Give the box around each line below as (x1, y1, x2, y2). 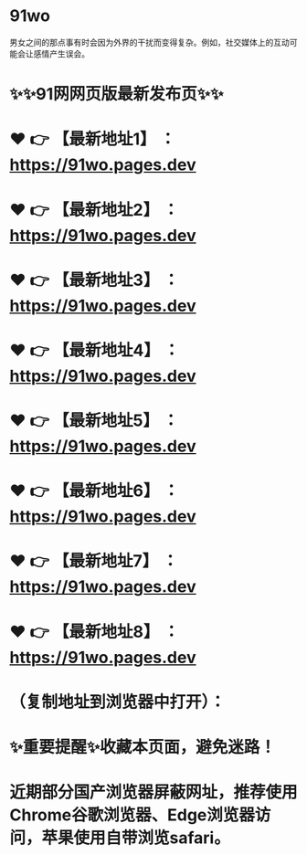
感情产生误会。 (33, 47, 90, 59)
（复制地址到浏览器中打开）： (9, 691, 227, 712)
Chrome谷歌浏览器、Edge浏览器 (9, 805, 256, 826)
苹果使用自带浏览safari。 (41, 828, 230, 849)
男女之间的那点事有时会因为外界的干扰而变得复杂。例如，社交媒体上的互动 (9, 37, 290, 47)
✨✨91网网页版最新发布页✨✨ (9, 84, 224, 105)
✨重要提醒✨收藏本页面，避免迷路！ (9, 737, 277, 757)
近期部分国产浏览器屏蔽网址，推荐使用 (9, 782, 299, 803)
